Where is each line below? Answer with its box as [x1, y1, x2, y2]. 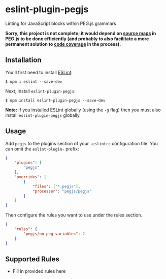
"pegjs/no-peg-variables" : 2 [23, 231, 85, 236]
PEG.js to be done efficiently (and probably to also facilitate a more [5, 36, 149, 42]
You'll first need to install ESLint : [5, 69, 73, 75]
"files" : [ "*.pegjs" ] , [32, 184, 81, 189]
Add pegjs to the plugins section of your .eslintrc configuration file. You [5, 140, 158, 146]
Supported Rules [5, 255, 60, 263]
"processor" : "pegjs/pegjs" [32, 189, 92, 194]
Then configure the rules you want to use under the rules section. [5, 212, 143, 218]
